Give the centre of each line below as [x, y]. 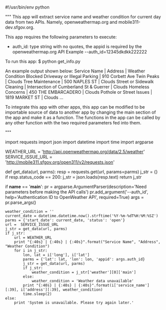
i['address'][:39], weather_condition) [62, 290]
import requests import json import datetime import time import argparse [79, 142]
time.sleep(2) [37, 294]
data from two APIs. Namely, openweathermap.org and [61, 22]
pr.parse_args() [21, 202]
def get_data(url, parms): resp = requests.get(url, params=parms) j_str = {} [82, 172]
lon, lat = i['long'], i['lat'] [56, 255]
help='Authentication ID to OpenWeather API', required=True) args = [75, 197]
